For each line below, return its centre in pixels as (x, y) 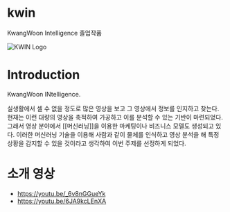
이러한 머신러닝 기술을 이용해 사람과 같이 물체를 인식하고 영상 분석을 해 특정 (118, 134)
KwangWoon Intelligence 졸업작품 (55, 33)
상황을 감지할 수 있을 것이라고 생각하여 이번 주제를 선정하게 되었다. (97, 143)
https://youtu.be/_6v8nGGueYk (61, 193)
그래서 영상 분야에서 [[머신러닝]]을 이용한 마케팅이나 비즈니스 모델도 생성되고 (110, 126)
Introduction (44, 75)
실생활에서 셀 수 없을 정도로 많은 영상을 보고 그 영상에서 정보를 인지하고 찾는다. (113, 108)
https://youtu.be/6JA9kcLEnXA (62, 201)
